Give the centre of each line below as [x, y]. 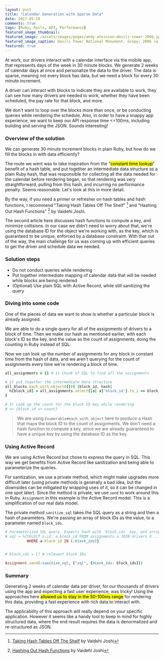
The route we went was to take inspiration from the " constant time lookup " [80, 163]
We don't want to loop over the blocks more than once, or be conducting [78, 110]
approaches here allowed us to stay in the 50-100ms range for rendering [78, 596]
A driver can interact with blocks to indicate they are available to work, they [81, 90]
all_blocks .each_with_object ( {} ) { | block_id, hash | [59, 386]
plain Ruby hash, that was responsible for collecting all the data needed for [80, 174]
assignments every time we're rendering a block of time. [62, 364]
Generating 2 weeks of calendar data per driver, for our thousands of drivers [82, 586]
